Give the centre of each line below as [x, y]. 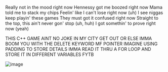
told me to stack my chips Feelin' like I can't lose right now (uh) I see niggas [84, 13]
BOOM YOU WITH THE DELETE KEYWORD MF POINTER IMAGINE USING [81, 44]
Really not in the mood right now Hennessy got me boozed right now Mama [84, 7]
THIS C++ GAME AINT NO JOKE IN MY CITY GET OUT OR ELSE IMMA [79, 38]
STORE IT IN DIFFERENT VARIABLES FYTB [50, 54]
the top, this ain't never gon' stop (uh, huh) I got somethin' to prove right [80, 23]
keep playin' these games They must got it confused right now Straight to [82, 18]
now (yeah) [17, 29]
